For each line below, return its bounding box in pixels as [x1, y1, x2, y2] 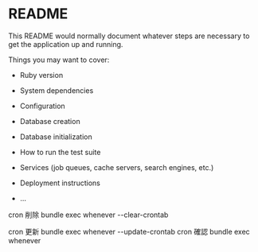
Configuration [19, 101, 65, 110]
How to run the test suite [19, 147, 101, 157]
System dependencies [19, 85, 94, 95]
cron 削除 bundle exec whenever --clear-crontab [8, 210, 169, 219]
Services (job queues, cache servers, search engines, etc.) [19, 162, 214, 172]
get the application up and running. [8, 39, 123, 48]
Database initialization [19, 132, 93, 142]
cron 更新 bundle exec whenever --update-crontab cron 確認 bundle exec [8, 227, 251, 236]
